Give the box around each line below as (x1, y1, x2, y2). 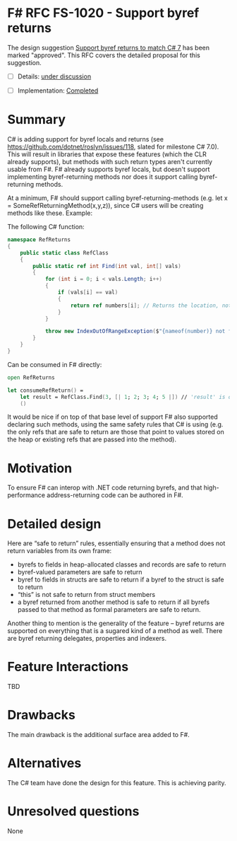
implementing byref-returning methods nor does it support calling (7, 173, 198, 181)
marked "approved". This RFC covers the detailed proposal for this (7, 51, 201, 59)
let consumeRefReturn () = (7, 387, 83, 394)
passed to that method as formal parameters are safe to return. (17, 605, 201, 614)
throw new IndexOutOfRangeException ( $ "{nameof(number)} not (44, 327, 226, 335)
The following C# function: (7, 223, 85, 231)
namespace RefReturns (7, 236, 71, 243)
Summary (7, 112, 66, 128)
